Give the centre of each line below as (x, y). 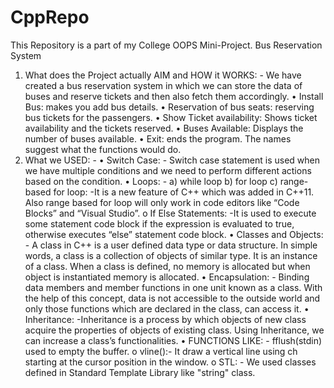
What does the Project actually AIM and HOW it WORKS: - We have (163, 75)
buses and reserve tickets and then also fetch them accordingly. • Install (174, 96)
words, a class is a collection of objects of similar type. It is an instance (171, 255)
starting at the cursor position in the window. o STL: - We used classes (170, 362)
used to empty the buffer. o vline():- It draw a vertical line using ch (161, 351)
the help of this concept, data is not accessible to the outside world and (172, 298)
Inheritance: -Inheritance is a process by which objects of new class (165, 319)
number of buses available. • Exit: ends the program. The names (158, 138)
